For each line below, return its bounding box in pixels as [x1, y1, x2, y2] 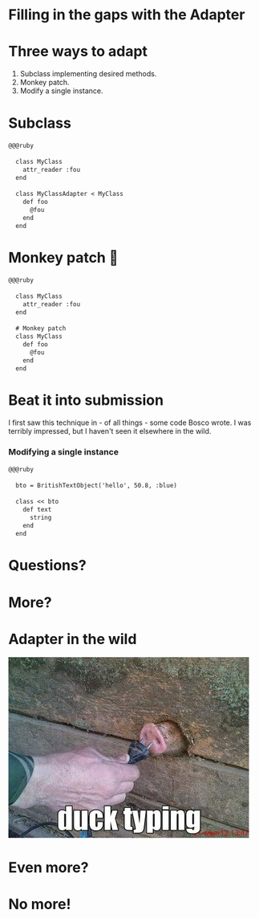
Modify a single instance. [19, 86, 103, 96]
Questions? [8, 557, 87, 575]
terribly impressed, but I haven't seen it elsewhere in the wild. [8, 426, 212, 435]
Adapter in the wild [8, 630, 137, 648]
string [29, 514, 52, 522]
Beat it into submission [8, 391, 164, 410]
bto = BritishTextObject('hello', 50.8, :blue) [15, 482, 178, 490]
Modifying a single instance [8, 446, 119, 457]
